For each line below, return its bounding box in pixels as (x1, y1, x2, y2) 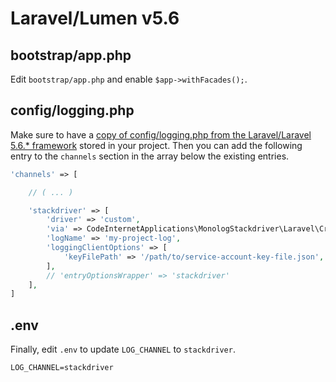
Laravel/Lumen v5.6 (10, 7, 180, 30)
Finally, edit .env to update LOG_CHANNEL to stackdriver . (10, 343, 236, 356)
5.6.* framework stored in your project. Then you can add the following (10, 139, 303, 151)
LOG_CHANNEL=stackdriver (10, 363, 114, 373)
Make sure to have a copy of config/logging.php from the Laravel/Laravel (10, 128, 312, 141)
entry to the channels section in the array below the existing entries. (10, 150, 290, 162)
